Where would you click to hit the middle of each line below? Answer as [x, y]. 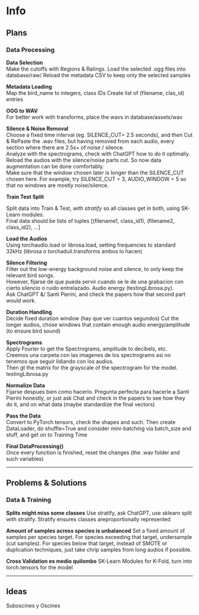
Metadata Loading [29, 87]
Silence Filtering [27, 263]
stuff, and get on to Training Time [47, 435]
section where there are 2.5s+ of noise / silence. [65, 147]
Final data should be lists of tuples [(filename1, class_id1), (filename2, [90, 221]
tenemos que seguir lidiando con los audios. [60, 361]
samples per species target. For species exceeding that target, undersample [99, 537]
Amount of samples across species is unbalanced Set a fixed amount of [96, 530]
